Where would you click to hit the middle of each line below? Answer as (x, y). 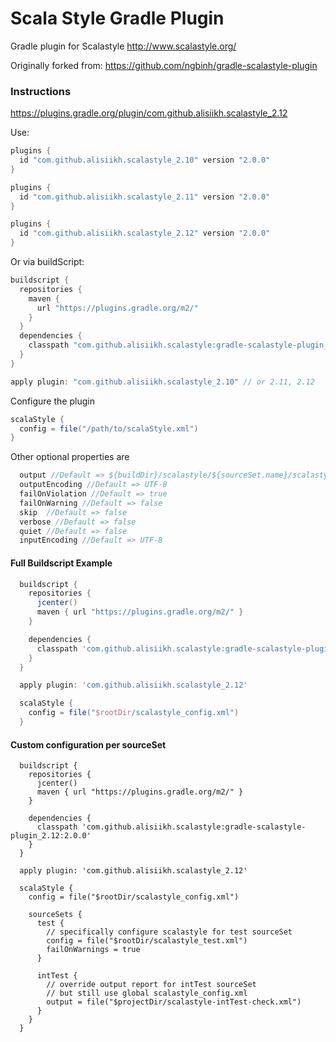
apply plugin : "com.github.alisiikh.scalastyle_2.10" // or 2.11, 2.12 (162, 382)
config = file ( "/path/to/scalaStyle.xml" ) (109, 428)
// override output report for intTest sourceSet (151, 985)
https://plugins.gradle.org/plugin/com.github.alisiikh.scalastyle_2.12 (149, 113)
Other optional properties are (70, 457)
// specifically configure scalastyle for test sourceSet (169, 932)
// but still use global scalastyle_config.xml (147, 993)
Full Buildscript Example (61, 563)
